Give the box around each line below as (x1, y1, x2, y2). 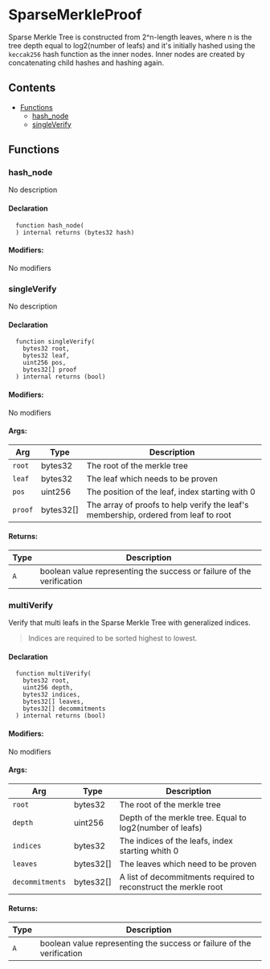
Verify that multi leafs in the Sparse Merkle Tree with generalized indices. (8, 618, 251, 628)
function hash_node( (15, 221, 84, 230)
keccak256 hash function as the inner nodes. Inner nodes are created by (8, 49, 245, 59)
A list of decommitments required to (119, 871, 255, 882)
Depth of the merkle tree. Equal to (119, 812, 247, 823)
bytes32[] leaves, (22, 697, 84, 706)
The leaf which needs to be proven (86, 472, 219, 484)
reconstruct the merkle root (119, 881, 223, 893)
